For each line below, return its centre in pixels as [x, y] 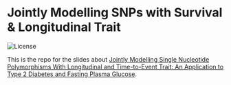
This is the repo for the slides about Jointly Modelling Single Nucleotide [108, 59]
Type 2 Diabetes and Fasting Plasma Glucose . [72, 74]
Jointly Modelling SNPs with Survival [115, 13]
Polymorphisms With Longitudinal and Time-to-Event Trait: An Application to [115, 66]
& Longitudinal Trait [64, 27]
